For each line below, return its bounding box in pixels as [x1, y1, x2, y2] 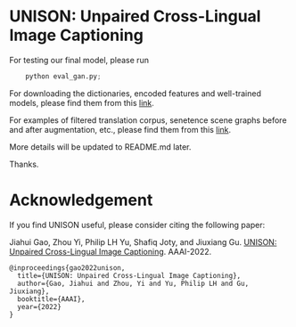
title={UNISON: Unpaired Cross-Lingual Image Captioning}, [17, 271, 242, 280]
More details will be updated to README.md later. [9, 141, 192, 152]
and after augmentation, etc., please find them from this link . [9, 124, 232, 135]
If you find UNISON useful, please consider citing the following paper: [9, 219, 266, 230]
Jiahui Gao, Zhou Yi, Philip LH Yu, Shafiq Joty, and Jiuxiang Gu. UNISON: [9, 236, 277, 247]
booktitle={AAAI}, [17, 294, 86, 304]
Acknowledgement [9, 190, 153, 210]
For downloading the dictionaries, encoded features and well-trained [9, 87, 261, 99]
